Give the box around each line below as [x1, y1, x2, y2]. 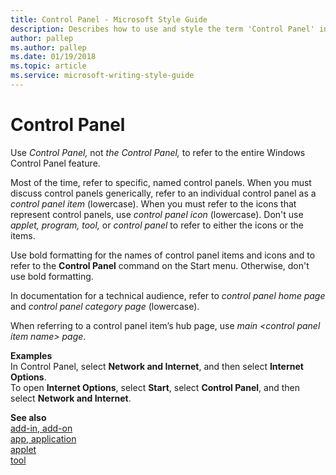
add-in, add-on [10, 422, 73, 434]
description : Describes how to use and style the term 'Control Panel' [10, 24, 315, 34]
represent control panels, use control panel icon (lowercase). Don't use [10, 208, 304, 220]
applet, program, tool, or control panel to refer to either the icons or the [10, 219, 304, 231]
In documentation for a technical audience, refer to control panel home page [10, 289, 326, 301]
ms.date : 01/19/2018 [10, 52, 97, 62]
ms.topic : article [10, 61, 87, 71]
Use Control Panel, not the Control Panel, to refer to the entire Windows [10, 146, 306, 158]
